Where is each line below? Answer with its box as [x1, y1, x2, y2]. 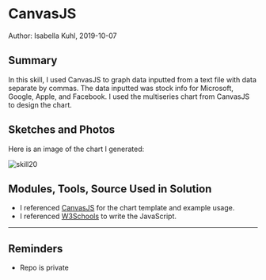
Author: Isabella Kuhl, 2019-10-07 [8, 31, 117, 40]
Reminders [8, 242, 63, 255]
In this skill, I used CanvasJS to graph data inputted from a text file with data [8, 74, 257, 84]
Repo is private [19, 263, 70, 273]
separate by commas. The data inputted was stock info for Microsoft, [8, 83, 234, 93]
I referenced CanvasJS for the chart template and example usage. [19, 203, 235, 213]
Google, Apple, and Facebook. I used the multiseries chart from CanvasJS [8, 92, 250, 101]
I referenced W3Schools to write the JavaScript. [19, 211, 177, 221]
